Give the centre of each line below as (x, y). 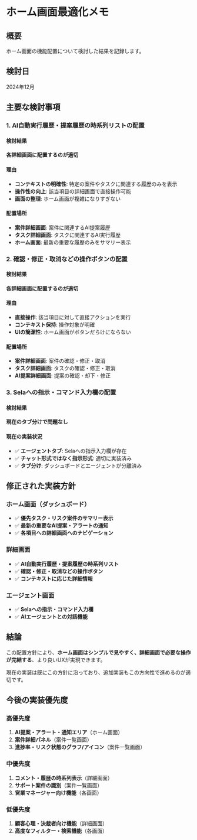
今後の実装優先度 (37, 700)
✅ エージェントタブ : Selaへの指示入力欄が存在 (71, 451)
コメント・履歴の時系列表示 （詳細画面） (64, 778)
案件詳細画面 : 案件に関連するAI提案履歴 (62, 227)
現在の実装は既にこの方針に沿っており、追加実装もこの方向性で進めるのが (96, 672)
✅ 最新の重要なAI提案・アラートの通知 (61, 526)
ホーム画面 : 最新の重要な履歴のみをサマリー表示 (73, 242)
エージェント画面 (30, 595)
